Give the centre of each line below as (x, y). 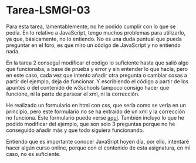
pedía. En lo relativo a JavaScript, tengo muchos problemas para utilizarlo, (96, 32)
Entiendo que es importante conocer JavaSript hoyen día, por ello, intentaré (98, 141)
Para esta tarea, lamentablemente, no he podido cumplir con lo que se (91, 26)
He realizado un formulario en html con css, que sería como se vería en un (96, 105)
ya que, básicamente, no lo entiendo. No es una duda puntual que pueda (94, 39)
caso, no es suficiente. (33, 154)
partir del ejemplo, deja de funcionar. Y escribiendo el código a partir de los (97, 81)
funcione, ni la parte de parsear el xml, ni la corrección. (73, 94)
